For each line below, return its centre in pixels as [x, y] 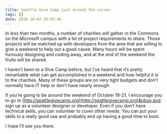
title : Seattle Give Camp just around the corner [58, 10]
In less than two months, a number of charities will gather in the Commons [82, 33]
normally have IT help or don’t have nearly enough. [58, 85]
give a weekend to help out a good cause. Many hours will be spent [75, 49]
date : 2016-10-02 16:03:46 [33, 19]
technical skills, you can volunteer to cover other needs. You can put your [81, 111]
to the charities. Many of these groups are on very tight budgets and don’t [81, 80]
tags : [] [14, 14]
